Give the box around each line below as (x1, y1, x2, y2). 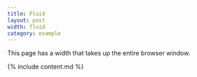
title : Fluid (7, 10, 46, 17)
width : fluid (7, 23, 46, 30)
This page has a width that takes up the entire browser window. (7, 49, 191, 57)
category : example (7, 29, 61, 37)
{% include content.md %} (7, 62, 84, 71)
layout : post (7, 17, 46, 24)
